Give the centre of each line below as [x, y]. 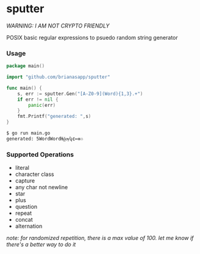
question [26, 207]
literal [22, 168]
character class [34, 174]
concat [24, 220]
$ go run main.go [28, 133]
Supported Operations [40, 154]
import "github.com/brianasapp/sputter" [59, 77]
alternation [29, 226]
